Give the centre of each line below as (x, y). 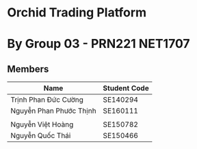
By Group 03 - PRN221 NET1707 (98, 44)
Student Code (126, 88)
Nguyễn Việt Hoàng (42, 124)
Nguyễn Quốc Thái (41, 136)
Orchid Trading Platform (77, 13)
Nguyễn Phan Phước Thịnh (54, 111)
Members (28, 69)
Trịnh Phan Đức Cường (47, 100)
